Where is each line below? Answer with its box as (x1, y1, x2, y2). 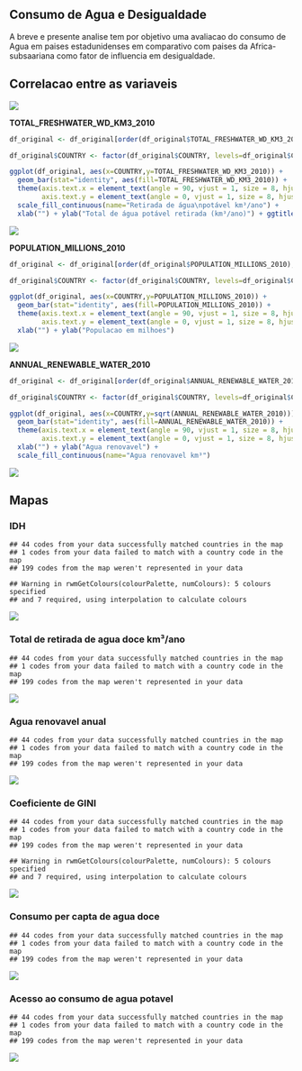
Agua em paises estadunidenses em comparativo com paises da (9, 41, 249, 51)
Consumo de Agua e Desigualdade (9, 7, 207, 23)
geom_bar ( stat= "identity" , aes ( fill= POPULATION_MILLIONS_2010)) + (17, 301, 271, 310)
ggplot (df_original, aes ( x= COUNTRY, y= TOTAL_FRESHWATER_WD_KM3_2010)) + (9, 167, 283, 177)
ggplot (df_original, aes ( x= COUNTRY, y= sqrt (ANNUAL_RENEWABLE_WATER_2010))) (9, 409, 296, 418)
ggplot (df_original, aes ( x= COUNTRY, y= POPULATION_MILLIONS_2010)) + (9, 292, 268, 301)
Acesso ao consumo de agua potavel (9, 992, 173, 1004)
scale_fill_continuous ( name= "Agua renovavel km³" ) (17, 451, 211, 460)
